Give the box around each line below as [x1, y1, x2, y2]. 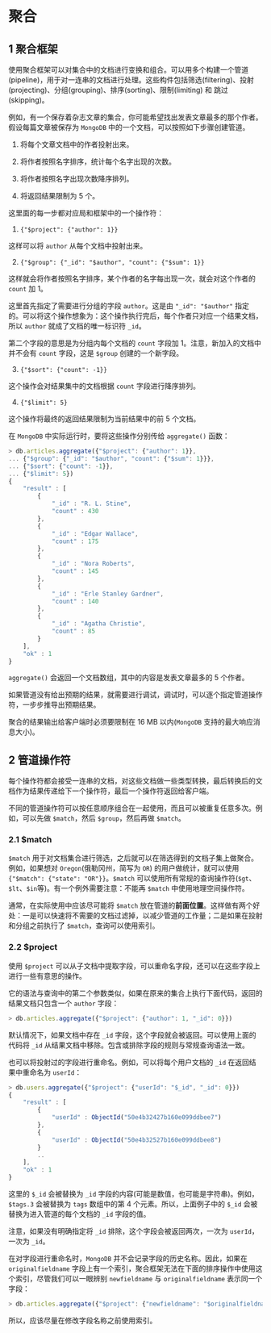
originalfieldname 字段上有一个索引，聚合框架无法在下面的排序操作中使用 [8, 1264, 256, 1273]
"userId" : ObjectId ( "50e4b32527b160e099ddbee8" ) [51, 1135, 222, 1144]
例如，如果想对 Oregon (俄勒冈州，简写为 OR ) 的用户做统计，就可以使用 [8, 863, 240, 873]
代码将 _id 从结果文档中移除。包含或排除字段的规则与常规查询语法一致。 [8, 1040, 250, 1050]
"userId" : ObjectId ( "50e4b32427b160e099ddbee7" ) [51, 1114, 222, 1122]
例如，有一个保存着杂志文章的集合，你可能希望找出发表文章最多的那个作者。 [8, 112, 263, 122]
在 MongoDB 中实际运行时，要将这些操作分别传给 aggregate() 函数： [8, 431, 230, 441]
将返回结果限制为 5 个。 [19, 191, 99, 200]
